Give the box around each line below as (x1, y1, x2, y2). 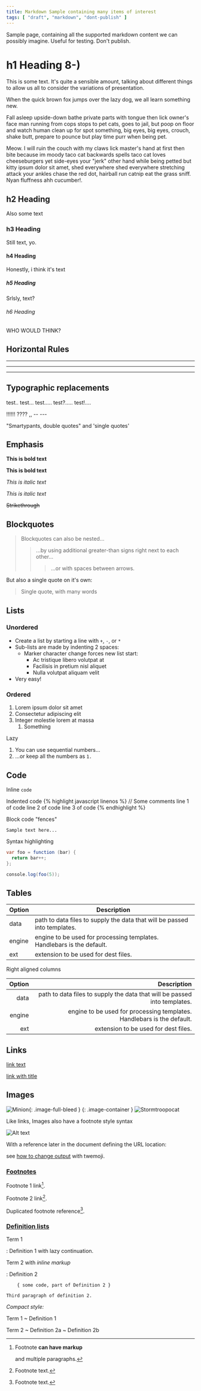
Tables (6, 888, 32, 898)
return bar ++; (11, 855, 47, 861)
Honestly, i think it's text (6, 265, 66, 273)
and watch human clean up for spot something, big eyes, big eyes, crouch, (6, 127, 190, 134)
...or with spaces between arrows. (50, 565, 135, 572)
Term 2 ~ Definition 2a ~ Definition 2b (6, 1327, 100, 1334)
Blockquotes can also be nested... (20, 535, 105, 542)
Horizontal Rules (6, 344, 69, 355)
